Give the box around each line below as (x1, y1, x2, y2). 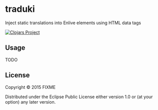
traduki (5, 3, 35, 15)
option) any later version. (5, 99, 56, 105)
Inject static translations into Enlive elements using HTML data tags (5, 20, 141, 26)
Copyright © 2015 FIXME (5, 84, 56, 90)
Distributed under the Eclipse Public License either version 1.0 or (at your (5, 94, 153, 100)
